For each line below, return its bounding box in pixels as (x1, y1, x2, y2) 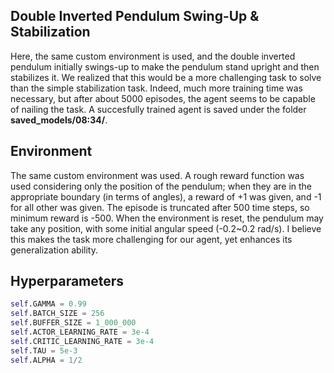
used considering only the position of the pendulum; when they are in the (10, 180, 313, 192)
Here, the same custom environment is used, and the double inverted (10, 50, 296, 62)
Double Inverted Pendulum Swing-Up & (10, 8, 260, 25)
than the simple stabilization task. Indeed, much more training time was (10, 82, 303, 94)
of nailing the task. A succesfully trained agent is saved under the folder (10, 103, 307, 115)
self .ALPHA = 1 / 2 (10, 355, 83, 365)
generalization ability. (10, 244, 99, 256)
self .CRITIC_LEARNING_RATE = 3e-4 (10, 336, 155, 346)
